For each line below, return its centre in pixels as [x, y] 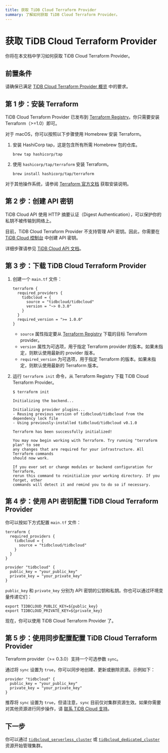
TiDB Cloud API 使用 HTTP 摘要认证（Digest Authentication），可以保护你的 [83, 214]
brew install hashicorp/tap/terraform [53, 174]
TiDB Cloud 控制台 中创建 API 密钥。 [43, 238]
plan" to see [26, 445]
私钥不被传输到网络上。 [30, 220]
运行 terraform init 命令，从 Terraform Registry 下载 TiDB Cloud [80, 376]
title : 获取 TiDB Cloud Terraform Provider [51, 10]
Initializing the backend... [43, 401]
